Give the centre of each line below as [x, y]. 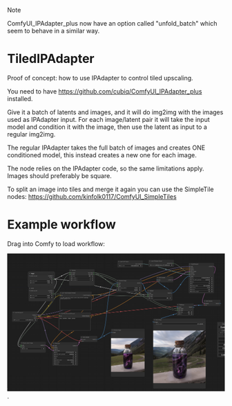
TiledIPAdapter [51, 59]
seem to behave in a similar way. [54, 31]
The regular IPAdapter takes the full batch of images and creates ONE [106, 148]
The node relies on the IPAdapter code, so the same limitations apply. [106, 168]
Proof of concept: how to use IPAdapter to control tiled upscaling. [100, 78]
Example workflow [61, 225]
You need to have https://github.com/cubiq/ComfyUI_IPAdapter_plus [105, 91]
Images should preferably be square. [59, 175]
